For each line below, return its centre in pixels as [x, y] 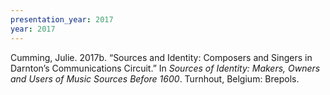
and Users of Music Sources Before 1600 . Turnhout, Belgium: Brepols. [155, 78]
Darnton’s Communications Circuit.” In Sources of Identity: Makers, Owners [165, 68]
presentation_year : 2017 [62, 19]
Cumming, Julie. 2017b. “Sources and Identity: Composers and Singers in [161, 57]
